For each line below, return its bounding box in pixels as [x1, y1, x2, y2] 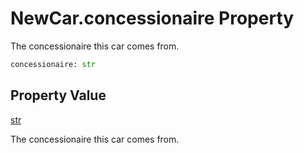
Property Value [10, 87, 107, 104]
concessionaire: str [10, 59, 97, 69]
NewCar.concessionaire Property [10, 7, 295, 30]
